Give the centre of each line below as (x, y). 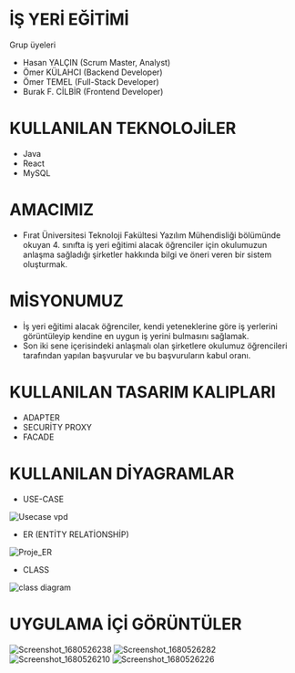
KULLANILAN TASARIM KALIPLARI (142, 392)
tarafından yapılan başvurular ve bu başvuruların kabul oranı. (137, 355)
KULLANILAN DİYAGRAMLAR (122, 473)
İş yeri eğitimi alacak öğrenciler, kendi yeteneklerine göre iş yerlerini (150, 326)
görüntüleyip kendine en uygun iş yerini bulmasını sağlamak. (136, 336)
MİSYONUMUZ (67, 301)
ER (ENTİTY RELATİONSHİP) (76, 534)
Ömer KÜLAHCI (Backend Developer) (92, 72)
